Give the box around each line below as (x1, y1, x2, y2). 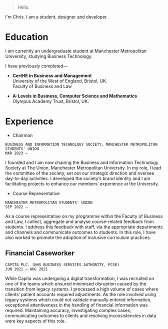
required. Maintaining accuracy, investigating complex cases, (5, 307, 131, 313)
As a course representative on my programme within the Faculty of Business (5, 213, 163, 219)
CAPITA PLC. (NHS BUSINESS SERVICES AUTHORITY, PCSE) (5, 262, 120, 267)
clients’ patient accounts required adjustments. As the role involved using (5, 291, 156, 297)
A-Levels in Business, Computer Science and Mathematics (12, 92, 137, 99)
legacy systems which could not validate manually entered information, (5, 296, 151, 302)
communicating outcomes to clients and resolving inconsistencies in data (5, 312, 156, 318)
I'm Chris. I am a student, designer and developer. (5, 14, 108, 19)
